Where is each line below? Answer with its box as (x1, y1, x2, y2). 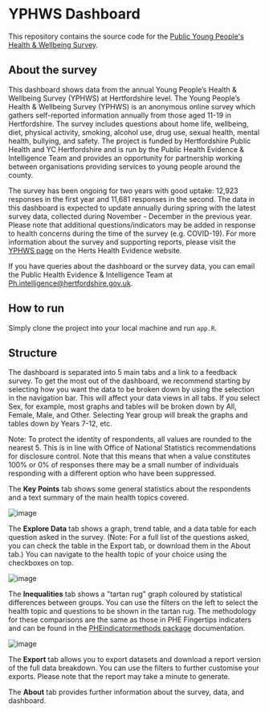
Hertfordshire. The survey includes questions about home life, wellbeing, (8, 118, 249, 129)
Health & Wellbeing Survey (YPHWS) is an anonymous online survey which (8, 101, 255, 111)
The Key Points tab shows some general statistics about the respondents (8, 484, 251, 494)
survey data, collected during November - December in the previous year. (8, 211, 253, 221)
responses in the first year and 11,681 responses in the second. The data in (8, 194, 255, 204)
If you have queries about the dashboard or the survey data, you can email (8, 261, 255, 270)
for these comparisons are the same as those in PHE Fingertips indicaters (8, 615, 252, 624)
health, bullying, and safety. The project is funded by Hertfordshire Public (8, 136, 251, 146)
